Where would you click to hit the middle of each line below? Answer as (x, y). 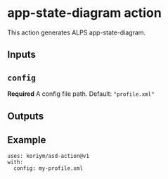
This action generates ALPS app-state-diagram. (77, 32)
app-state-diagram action (84, 13)
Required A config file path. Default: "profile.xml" (81, 94)
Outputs (26, 116)
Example (27, 140)
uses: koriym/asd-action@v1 (49, 156)
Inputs (22, 55)
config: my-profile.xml (48, 168)
